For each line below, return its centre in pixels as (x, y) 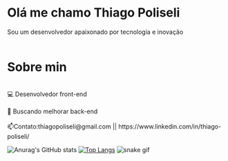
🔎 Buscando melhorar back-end (53, 111)
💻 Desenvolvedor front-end (47, 94)
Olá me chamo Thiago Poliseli (94, 13)
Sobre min (37, 67)
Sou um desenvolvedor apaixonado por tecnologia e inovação (95, 32)
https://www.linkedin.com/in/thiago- (170, 126)
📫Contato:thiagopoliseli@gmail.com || (62, 126)
